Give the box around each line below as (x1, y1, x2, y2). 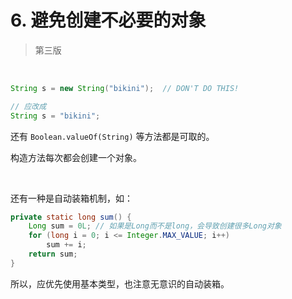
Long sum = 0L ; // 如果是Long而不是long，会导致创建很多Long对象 (28, 221, 282, 231)
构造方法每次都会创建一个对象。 (10, 151, 142, 163)
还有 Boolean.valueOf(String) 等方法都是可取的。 (10, 130, 215, 142)
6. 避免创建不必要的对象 (10, 9, 207, 32)
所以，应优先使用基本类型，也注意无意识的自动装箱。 (10, 277, 230, 290)
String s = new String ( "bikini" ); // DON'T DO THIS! (10, 83, 240, 93)
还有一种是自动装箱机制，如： (10, 192, 133, 204)
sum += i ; (46, 240, 87, 250)
